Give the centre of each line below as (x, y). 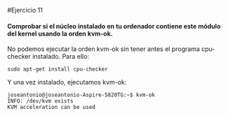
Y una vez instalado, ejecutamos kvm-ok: (67, 82)
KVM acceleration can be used (52, 108)
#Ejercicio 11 (25, 10)
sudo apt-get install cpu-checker (58, 69)
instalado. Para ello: (61, 57)
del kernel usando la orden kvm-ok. (60, 34)
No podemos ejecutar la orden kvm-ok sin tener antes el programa (103, 49)
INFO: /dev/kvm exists (40, 101)
